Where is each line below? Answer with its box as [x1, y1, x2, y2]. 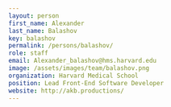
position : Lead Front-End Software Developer [8, 79, 164, 87]
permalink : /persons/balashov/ [8, 42, 114, 50]
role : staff [8, 49, 48, 57]
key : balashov [8, 34, 56, 43]
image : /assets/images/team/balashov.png [8, 64, 150, 72]
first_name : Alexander [8, 19, 85, 27]
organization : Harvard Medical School [8, 72, 139, 80]
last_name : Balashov [8, 27, 78, 35]
